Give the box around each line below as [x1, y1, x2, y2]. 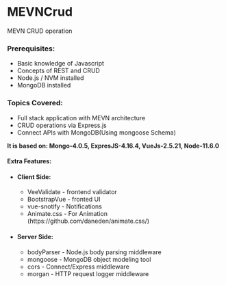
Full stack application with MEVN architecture [16, 113, 146, 122]
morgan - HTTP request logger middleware [27, 269, 149, 277]
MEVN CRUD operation [7, 27, 73, 35]
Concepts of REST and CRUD [16, 66, 101, 75]
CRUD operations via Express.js [16, 121, 108, 129]
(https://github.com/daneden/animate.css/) [27, 217, 149, 226]
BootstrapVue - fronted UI [27, 195, 101, 204]
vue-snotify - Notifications [27, 202, 103, 211]
